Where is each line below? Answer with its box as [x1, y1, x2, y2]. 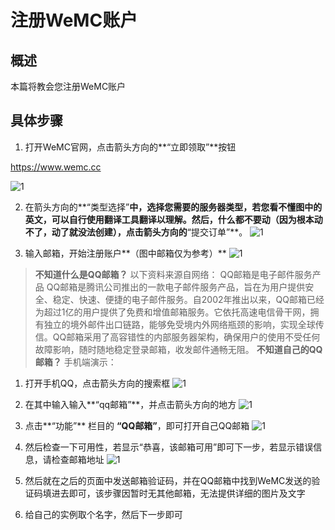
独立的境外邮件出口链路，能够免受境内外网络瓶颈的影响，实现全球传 [43, 318, 325, 330]
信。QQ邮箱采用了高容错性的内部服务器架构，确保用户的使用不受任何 [34, 331, 321, 343]
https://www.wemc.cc [10, 161, 102, 173]
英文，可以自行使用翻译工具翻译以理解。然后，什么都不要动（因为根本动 [24, 213, 323, 225]
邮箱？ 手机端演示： [34, 356, 117, 368]
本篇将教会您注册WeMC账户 [10, 81, 127, 92]
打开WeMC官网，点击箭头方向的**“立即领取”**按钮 [24, 141, 237, 153]
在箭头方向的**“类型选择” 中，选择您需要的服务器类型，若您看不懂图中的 [24, 201, 323, 213]
